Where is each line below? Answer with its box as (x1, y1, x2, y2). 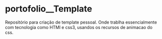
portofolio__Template (5, 3, 92, 14)
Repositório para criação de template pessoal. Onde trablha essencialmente (5, 19, 157, 25)
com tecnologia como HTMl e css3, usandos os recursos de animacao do (5, 24, 153, 30)
